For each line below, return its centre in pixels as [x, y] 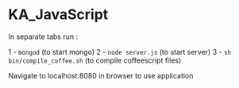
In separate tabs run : [43, 36]
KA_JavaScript [58, 15]
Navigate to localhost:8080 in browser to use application [101, 75]
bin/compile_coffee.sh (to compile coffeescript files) [95, 60]
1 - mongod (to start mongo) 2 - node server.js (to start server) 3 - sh [120, 52]
